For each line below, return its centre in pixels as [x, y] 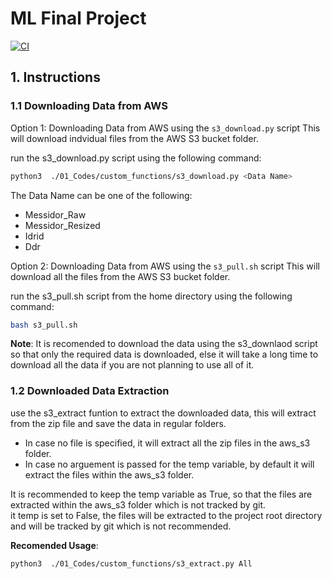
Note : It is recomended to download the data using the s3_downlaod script [164, 344]
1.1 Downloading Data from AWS [89, 106]
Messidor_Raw [55, 214]
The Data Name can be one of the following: [101, 195]
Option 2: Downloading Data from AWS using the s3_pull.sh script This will [165, 266]
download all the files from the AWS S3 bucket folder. [120, 276]
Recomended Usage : [54, 545]
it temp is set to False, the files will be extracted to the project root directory [166, 515]
